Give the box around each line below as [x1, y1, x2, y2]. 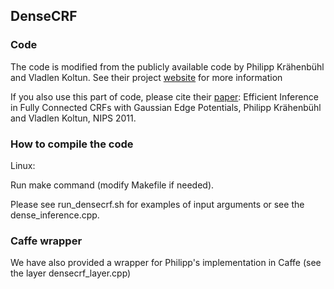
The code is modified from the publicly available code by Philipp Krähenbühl [10, 60, 325, 73]
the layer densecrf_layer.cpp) [10, 267, 132, 279]
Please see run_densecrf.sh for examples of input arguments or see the [10, 198, 305, 210]
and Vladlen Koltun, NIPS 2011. [10, 112, 137, 124]
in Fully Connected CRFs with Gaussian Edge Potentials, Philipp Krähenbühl [10, 101, 322, 113]
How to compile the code [10, 137, 134, 151]
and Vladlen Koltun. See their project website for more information [10, 71, 283, 83]
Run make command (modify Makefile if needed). [10, 179, 215, 191]
